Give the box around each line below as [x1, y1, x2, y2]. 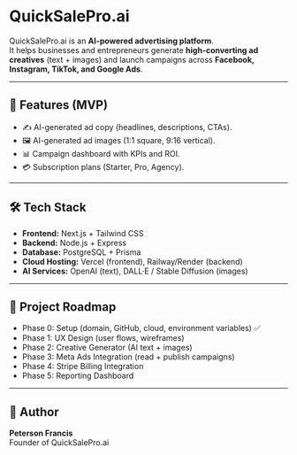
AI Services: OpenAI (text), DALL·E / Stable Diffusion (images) [21, 266, 249, 276]
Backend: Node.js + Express [21, 237, 126, 248]
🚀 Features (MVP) [9, 97, 109, 112]
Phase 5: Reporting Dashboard [21, 370, 134, 382]
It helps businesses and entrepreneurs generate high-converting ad [9, 44, 259, 55]
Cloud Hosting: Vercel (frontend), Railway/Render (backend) [21, 256, 243, 266]
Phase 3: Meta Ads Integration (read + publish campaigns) [21, 351, 236, 362]
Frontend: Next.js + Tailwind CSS [21, 227, 144, 238]
